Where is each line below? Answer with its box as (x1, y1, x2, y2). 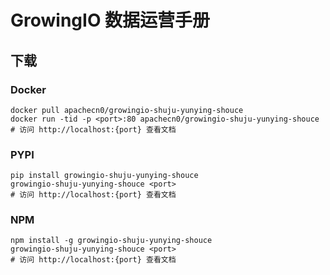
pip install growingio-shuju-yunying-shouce (10, 171, 199, 181)
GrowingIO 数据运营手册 (10, 9, 211, 32)
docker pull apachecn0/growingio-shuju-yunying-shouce (10, 105, 244, 115)
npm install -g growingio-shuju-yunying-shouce (10, 236, 213, 246)
